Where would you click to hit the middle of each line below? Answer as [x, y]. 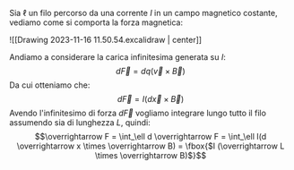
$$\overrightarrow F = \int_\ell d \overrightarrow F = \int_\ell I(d [151, 136]
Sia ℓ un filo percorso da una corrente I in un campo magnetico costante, [143, 13]
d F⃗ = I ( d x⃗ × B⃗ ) [151, 99]
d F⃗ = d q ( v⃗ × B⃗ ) [151, 71]
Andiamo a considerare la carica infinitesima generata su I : [118, 57]
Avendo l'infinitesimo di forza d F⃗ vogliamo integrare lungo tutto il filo [138, 113]
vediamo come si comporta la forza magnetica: [96, 22]
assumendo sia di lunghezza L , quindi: [80, 123]
